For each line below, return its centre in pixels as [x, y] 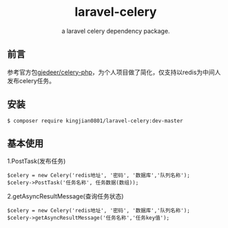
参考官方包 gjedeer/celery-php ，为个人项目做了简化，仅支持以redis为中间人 [114, 72]
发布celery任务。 [31, 80]
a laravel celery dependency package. [116, 31]
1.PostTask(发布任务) [37, 161]
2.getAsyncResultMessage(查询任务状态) [65, 196]
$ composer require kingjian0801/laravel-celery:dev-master [95, 121]
